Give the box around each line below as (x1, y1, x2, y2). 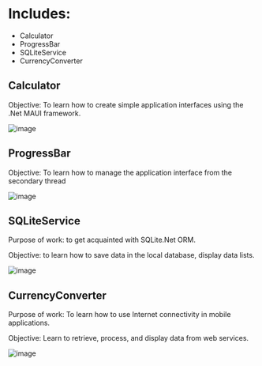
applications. (8, 318, 50, 328)
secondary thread (8, 175, 66, 186)
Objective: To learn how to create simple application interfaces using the (8, 100, 244, 109)
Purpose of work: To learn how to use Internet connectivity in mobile (8, 310, 231, 319)
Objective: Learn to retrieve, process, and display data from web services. (8, 334, 249, 343)
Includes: (8, 5, 71, 23)
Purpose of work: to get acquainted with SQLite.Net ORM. (8, 235, 196, 245)
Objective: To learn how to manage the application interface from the (8, 168, 233, 177)
